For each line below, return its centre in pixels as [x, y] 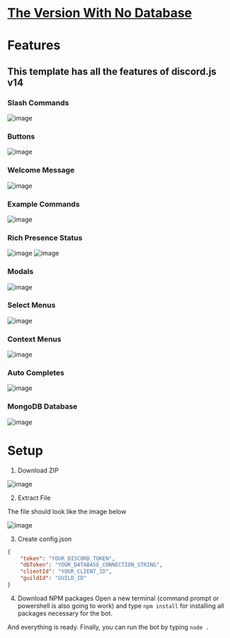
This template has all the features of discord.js [112, 71]
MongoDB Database [42, 406]
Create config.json [45, 539]
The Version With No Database [100, 13]
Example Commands [44, 204]
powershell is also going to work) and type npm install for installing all [121, 605]
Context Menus [34, 339]
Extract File [34, 498]
